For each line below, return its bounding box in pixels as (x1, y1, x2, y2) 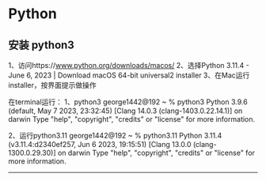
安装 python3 (8, 38, 75, 51)
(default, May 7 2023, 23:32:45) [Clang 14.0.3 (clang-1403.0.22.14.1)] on (8, 106, 243, 115)
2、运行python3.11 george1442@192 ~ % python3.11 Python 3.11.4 (8, 131, 222, 140)
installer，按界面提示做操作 (8, 81, 97, 89)
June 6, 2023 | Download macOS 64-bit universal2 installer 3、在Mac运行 (8, 70, 250, 80)
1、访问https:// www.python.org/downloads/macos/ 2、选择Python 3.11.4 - (8, 61, 249, 70)
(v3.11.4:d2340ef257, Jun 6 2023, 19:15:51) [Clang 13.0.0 (8, 140, 192, 149)
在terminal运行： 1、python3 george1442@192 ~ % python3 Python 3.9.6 (8, 97, 248, 107)
